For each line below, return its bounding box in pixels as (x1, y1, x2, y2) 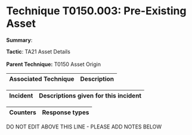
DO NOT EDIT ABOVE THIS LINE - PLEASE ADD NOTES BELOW (6, 123, 162, 130)
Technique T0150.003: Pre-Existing (6, 4, 187, 18)
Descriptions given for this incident (38, 91, 142, 99)
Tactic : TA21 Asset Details (6, 48, 70, 55)
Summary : (6, 36, 33, 43)
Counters (9, 108, 37, 117)
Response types (42, 108, 89, 117)
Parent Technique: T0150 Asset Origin (6, 61, 101, 68)
